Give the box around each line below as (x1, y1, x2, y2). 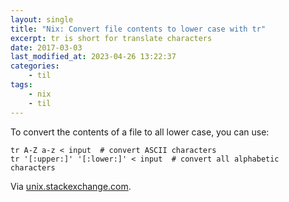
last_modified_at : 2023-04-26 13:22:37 (10, 52, 177, 62)
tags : (10, 80, 33, 90)
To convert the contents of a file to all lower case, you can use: (10, 126, 270, 138)
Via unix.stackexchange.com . (10, 180, 132, 192)
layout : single (10, 14, 74, 25)
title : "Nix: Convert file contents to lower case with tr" (10, 24, 267, 34)
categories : (10, 61, 60, 71)
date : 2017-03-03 (10, 42, 83, 53)
